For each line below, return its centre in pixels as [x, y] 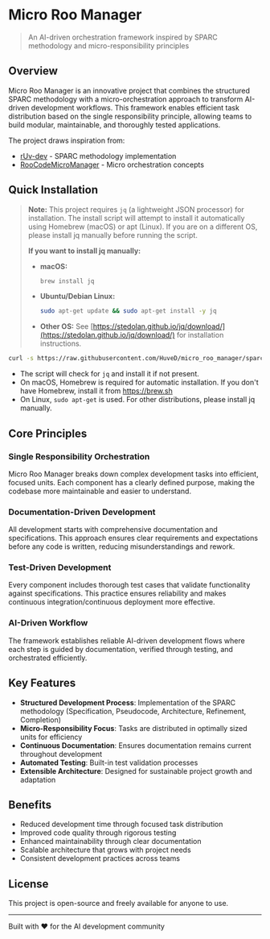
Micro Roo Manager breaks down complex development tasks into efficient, [133, 474]
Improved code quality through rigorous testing [98, 833]
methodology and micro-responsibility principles [108, 45]
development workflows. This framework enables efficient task [135, 107]
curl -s [21, 359]
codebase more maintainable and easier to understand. [100, 491]
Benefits [30, 805]
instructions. [61, 343]
